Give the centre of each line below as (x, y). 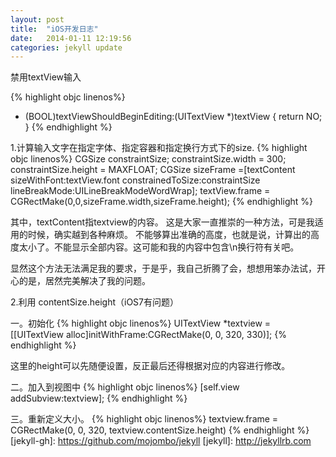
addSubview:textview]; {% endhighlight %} (99, 398)
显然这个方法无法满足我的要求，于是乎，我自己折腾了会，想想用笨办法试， (163, 268)
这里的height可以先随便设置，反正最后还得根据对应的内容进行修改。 (150, 366)
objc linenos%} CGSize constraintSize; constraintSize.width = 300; (148, 159)
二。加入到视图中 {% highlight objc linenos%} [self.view (125, 387)
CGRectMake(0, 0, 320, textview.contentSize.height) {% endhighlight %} (160, 430)
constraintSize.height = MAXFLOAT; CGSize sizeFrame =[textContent (153, 170)
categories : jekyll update (66, 47)
